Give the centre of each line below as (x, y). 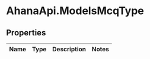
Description (69, 49)
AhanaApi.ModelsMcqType (75, 11)
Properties (26, 33)
